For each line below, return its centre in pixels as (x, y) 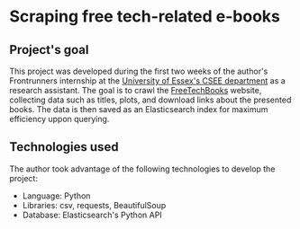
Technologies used (64, 147)
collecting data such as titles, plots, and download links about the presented (150, 100)
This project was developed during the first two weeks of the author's (139, 71)
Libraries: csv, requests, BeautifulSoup (94, 205)
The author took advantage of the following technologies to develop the (142, 169)
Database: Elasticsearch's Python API (92, 215)
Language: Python (56, 196)
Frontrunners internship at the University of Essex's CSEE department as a (147, 81)
